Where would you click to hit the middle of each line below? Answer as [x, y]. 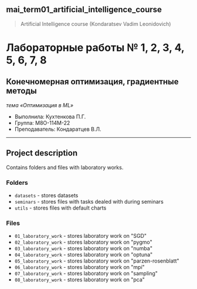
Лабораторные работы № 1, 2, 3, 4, [95, 48]
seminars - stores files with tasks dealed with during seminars [89, 201]
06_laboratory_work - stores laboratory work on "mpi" [79, 267]
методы [21, 91]
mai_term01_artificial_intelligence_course [84, 10]
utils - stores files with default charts [60, 208]
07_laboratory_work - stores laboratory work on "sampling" [86, 274]
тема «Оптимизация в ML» [40, 105]
